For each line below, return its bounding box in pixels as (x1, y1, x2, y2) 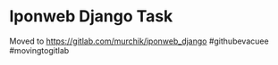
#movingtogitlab (9, 45, 70, 55)
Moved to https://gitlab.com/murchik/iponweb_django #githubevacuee (9, 36, 270, 46)
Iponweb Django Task (9, 6, 173, 27)
